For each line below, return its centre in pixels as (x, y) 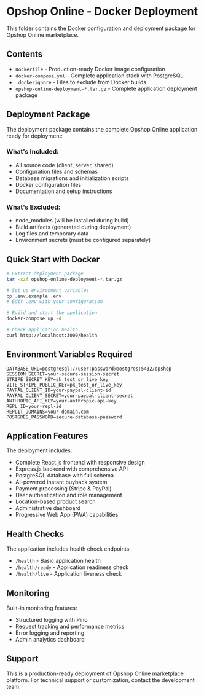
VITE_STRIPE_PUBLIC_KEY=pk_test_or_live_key (64, 385)
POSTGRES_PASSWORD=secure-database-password (64, 417)
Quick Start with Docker (53, 259)
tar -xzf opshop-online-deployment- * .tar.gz (64, 279)
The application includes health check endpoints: (69, 549)
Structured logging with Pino (51, 620)
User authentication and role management (69, 495)
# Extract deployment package (45, 273)
